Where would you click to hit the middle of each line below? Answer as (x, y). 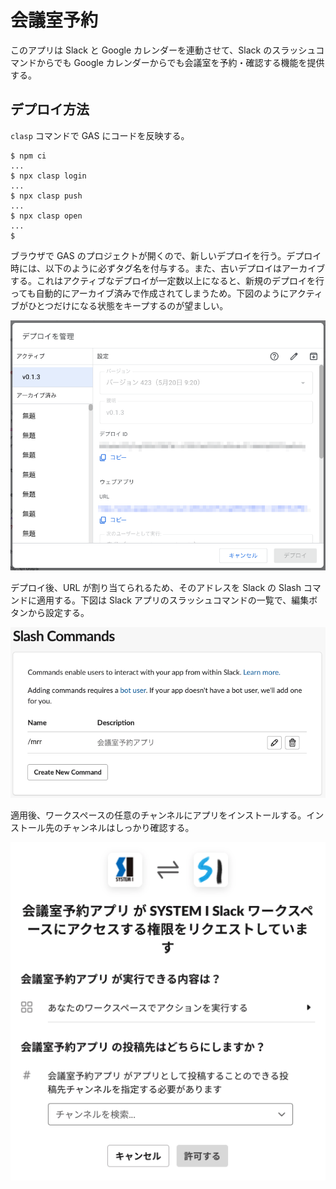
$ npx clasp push (46, 196)
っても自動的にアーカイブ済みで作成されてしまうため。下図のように (150, 293)
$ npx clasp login (48, 176)
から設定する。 (58, 613)
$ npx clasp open (46, 216)
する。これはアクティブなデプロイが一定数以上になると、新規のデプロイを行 (167, 280)
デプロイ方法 (50, 109)
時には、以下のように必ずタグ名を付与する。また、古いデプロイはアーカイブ (168, 268)
